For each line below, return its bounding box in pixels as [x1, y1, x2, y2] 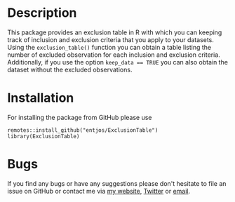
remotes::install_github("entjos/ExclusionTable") [7, 126, 159, 134]
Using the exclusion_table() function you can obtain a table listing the [7, 43, 212, 51]
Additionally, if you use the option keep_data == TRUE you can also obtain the [7, 58, 228, 66]
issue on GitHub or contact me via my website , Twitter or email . [7, 187, 191, 195]
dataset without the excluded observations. [7, 65, 133, 74]
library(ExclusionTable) [7, 133, 80, 140]
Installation [7, 90, 74, 106]
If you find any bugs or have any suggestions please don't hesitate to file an [7, 179, 227, 187]
